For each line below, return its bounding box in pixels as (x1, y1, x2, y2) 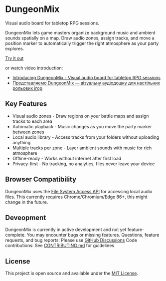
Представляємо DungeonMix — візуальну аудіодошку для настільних (12, 80, 161, 86)
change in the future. (5, 199, 48, 205)
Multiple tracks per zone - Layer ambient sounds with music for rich (12, 145, 152, 151)
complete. (5, 232, 26, 238)
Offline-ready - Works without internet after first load (12, 155, 122, 161)
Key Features (5, 100, 47, 108)
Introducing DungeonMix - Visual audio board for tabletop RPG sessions (12, 74, 161, 80)
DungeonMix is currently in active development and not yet (5, 227, 127, 233)
